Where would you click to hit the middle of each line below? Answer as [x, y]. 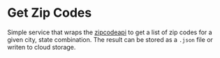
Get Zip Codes [50, 13]
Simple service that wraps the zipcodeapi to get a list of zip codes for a [110, 32]
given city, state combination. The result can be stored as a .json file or [110, 39]
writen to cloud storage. [42, 47]
